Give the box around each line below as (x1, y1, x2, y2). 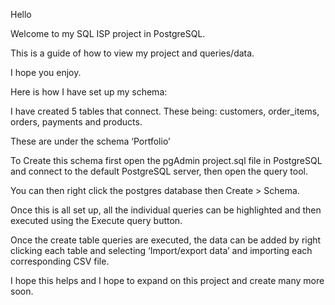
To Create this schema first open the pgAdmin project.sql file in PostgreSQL (10, 155, 323, 166)
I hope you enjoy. (10, 67, 82, 78)
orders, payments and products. (10, 116, 143, 128)
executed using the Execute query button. (10, 215, 183, 226)
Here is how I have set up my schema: (10, 86, 168, 98)
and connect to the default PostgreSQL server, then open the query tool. (10, 165, 309, 177)
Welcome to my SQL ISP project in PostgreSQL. (10, 28, 206, 39)
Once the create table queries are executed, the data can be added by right (10, 234, 322, 246)
